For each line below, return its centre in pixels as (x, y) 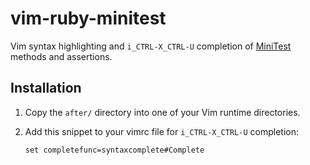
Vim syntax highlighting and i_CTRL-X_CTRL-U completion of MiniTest (151, 46)
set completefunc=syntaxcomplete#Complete (114, 150)
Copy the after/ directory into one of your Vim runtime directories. (162, 112)
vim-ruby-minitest (88, 18)
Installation (46, 88)
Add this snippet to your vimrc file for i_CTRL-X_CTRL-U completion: (161, 131)
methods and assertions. (61, 56)
